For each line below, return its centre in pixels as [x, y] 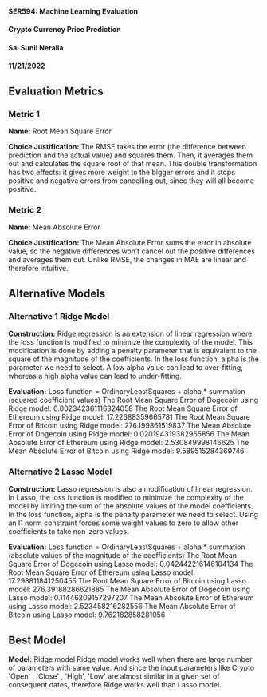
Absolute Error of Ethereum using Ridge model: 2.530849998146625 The [129, 443]
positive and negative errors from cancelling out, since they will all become [132, 181]
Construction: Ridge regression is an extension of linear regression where [130, 334]
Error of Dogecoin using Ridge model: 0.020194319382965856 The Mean [129, 434]
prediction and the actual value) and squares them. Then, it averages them [131, 155]
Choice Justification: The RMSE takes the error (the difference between [128, 147]
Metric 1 [24, 114]
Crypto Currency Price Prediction [65, 30]
